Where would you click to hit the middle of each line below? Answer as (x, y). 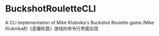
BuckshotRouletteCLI (51, 9)
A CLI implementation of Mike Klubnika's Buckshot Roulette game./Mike (80, 22)
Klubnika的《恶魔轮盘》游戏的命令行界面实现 (52, 28)
